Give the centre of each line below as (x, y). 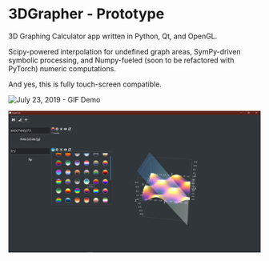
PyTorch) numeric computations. (62, 68)
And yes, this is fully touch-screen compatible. (85, 84)
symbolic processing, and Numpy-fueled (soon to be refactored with (121, 60)
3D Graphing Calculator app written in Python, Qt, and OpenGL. (113, 36)
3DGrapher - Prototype (86, 14)
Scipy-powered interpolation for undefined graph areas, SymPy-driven (125, 51)
